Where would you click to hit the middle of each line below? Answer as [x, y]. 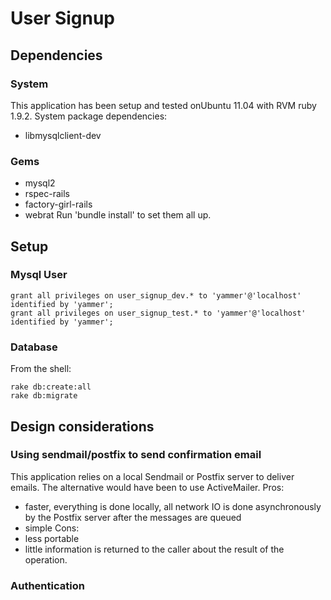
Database [34, 347]
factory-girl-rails [58, 204]
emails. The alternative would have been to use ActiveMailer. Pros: [147, 487]
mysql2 [40, 183]
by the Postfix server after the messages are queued [133, 517]
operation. [46, 559]
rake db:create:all [51, 387]
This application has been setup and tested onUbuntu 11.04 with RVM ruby [163, 105]
